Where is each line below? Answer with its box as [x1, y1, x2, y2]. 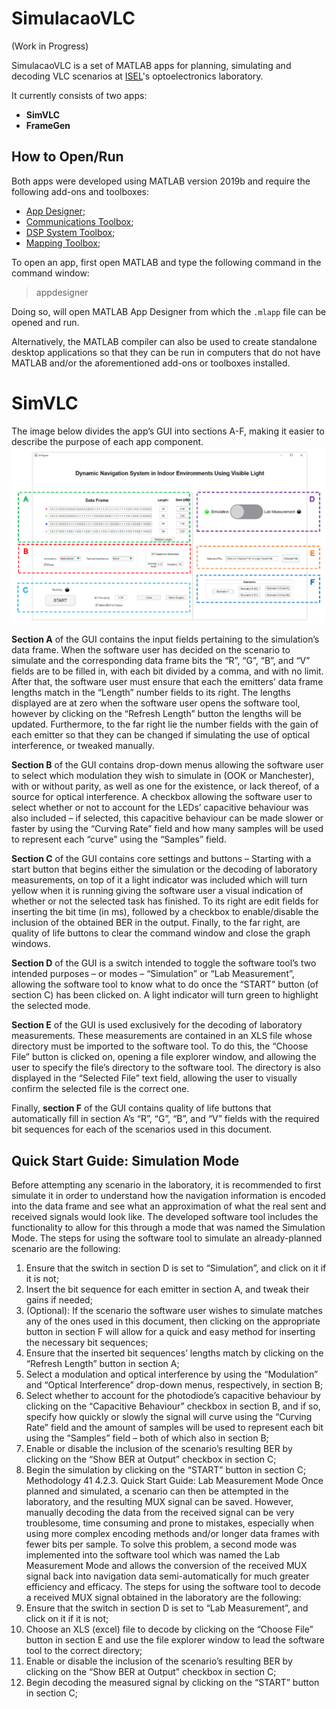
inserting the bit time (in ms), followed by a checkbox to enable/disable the [11, 906, 319, 918]
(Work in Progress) [11, 40, 89, 52]
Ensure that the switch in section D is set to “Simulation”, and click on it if [25, 1262, 327, 1274]
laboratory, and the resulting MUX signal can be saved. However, [25, 1496, 294, 1508]
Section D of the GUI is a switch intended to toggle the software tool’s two [11, 957, 317, 969]
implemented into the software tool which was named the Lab [25, 1549, 281, 1561]
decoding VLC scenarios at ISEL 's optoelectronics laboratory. [11, 70, 264, 82]
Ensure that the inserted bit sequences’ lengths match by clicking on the [25, 1347, 324, 1359]
